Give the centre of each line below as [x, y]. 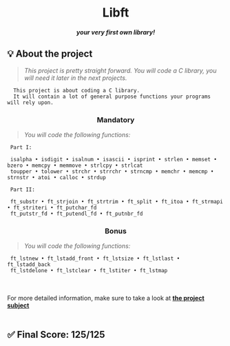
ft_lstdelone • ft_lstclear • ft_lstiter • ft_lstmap [89, 271]
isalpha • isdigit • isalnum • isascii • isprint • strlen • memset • [113, 159]
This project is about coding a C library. [76, 90]
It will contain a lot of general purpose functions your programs [112, 96]
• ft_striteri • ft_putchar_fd [52, 207]
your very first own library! [116, 32]
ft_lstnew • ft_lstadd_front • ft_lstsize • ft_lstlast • [95, 259]
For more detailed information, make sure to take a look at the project [106, 298]
